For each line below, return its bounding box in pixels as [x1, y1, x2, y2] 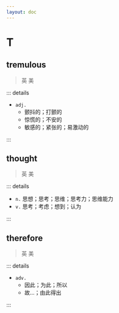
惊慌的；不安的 [24, 116, 62, 123]
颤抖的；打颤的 [24, 108, 62, 115]
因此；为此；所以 [24, 281, 68, 288]
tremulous [6, 59, 46, 70]
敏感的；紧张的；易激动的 [24, 123, 89, 130]
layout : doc [6, 9, 37, 15]
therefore [6, 233, 43, 243]
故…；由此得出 [24, 289, 62, 296]
